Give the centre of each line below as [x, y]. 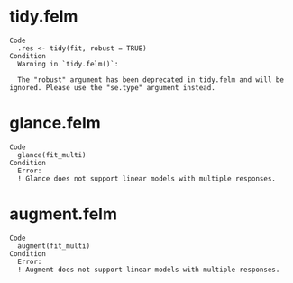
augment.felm [64, 214]
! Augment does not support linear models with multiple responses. [149, 270]
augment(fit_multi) [54, 246]
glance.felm [55, 124]
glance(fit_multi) [52, 155]
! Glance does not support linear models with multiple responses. [147, 178]
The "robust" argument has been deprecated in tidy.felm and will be [151, 80]
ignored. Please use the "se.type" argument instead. [113, 87]
